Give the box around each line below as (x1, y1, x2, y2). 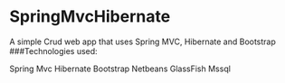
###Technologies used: (9, 45, 98, 56)
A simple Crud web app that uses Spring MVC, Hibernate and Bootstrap (9, 36, 276, 47)
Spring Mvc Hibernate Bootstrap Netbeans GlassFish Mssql (9, 63, 231, 74)
